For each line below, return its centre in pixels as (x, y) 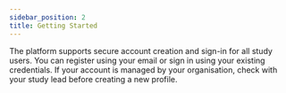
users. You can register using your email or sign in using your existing (137, 60)
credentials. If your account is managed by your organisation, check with (143, 70)
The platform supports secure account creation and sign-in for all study (141, 50)
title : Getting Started (54, 26)
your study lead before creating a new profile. (93, 79)
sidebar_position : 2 (48, 17)
